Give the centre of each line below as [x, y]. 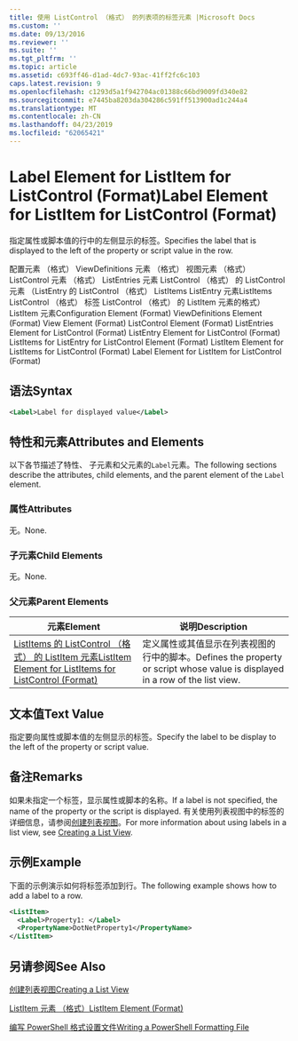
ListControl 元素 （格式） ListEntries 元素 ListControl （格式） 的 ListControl [147, 280]
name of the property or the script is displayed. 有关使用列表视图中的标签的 [147, 811]
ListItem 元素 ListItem [88, 657]
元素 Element [74, 627]
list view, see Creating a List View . [71, 832]
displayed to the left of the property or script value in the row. [121, 250]
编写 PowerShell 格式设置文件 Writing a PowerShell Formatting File [129, 1027]
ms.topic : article [43, 68]
